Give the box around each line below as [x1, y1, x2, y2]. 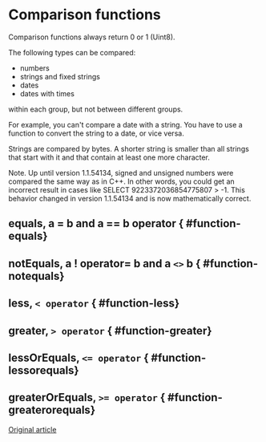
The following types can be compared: [8, 47, 136, 57]
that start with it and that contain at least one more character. [8, 152, 211, 162]
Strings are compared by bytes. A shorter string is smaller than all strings [8, 144, 250, 153]
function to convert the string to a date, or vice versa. [8, 128, 184, 138]
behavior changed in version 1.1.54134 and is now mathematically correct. [8, 193, 252, 203]
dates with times [19, 88, 75, 98]
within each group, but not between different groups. [8, 104, 183, 114]
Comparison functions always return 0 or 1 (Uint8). [8, 32, 175, 42]
